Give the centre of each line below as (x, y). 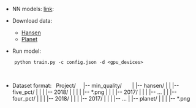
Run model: (27, 51)
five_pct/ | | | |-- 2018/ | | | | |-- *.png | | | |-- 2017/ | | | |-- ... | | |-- (94, 92)
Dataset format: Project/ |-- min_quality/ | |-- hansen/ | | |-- (96, 86)
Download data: (32, 21)
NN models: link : (33, 9)
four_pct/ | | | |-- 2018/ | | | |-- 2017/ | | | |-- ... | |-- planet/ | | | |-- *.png (101, 98)
